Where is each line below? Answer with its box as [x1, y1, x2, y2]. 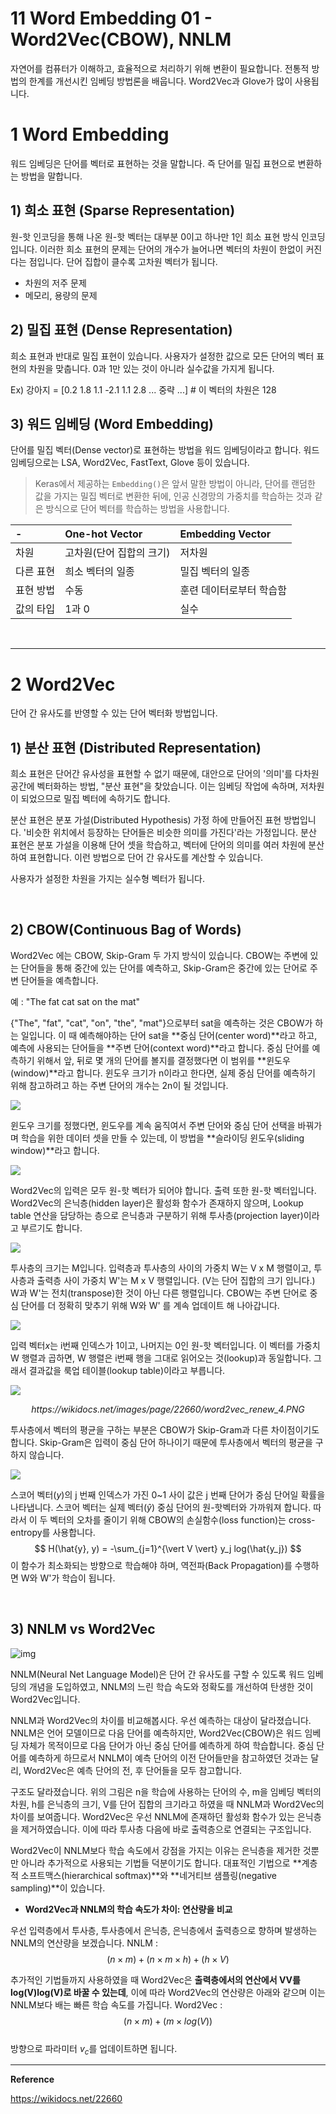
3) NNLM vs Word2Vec [10, 1621, 156, 1638]
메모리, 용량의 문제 [24, 289, 98, 301]
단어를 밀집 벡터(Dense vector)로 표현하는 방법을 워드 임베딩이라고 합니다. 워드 [10, 444, 320, 456]
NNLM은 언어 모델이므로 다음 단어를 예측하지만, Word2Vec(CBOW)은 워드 [10, 1727, 303, 1739]
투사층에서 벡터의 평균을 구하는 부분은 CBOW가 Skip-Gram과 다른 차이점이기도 [10, 1423, 320, 1436]
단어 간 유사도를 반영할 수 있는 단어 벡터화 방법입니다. [10, 707, 218, 719]
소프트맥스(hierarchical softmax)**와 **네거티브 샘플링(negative [20, 1869, 277, 1881]
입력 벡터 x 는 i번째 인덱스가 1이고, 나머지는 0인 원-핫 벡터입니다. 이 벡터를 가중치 [10, 1339, 321, 1351]
